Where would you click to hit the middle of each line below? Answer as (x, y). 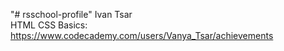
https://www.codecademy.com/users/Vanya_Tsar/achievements (142, 35)
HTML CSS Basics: (49, 25)
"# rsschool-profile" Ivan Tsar (71, 14)
